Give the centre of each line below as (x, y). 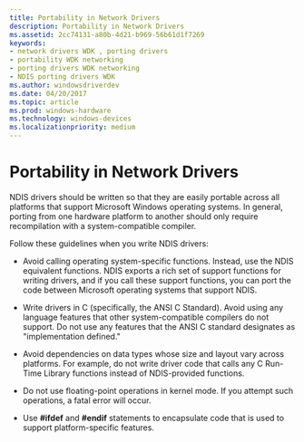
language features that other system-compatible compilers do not (146, 317)
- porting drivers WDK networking (75, 69)
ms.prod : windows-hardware (60, 110)
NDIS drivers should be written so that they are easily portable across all (145, 197)
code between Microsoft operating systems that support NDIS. (140, 290)
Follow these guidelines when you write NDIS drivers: (109, 243)
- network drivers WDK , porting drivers (89, 52)
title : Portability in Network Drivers (85, 18)
